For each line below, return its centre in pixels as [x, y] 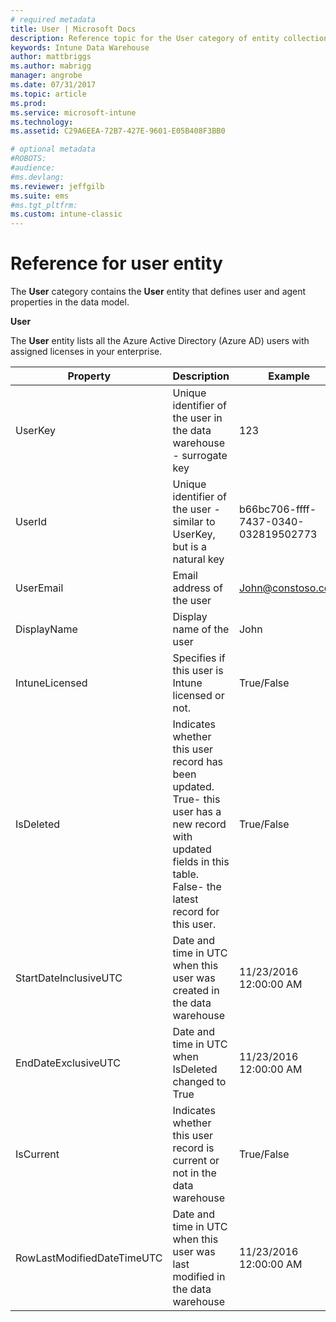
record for [196, 912]
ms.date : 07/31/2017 [53, 85]
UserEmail [39, 588]
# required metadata [53, 19]
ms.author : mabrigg [51, 66]
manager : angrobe [46, 76]
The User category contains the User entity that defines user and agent [158, 292]
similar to [194, 522]
